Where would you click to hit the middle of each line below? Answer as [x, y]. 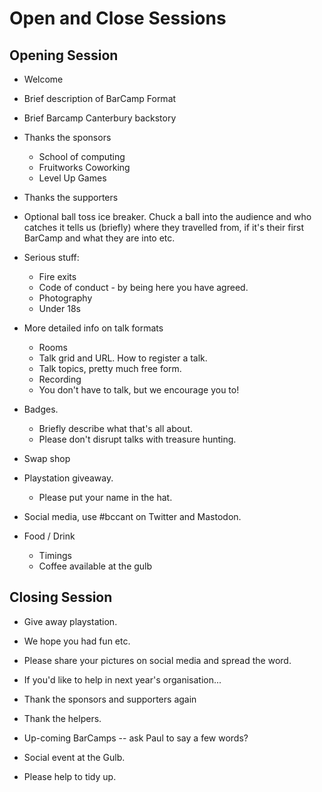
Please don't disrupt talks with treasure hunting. [137, 439]
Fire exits [57, 276]
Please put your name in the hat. [105, 497]
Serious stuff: [51, 257]
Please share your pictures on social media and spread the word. [157, 660]
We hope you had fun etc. [77, 641]
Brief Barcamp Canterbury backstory [100, 118]
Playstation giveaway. [68, 478]
